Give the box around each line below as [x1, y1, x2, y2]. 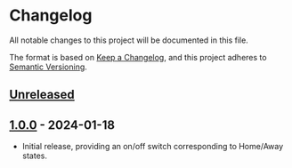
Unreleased [9, 87, 76, 102]
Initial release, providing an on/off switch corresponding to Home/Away [21, 141, 284, 152]
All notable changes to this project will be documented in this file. [9, 35, 249, 45]
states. [21, 150, 47, 161]
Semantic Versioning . [9, 61, 87, 72]
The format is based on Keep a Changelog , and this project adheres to [9, 52, 267, 62]
